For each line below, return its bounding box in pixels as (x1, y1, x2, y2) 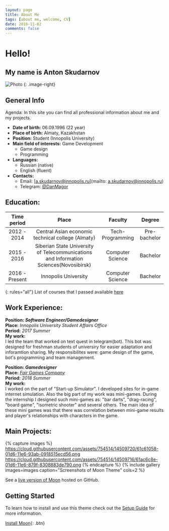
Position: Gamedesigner (5, 364, 57, 370)
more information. (5, 510, 42, 516)
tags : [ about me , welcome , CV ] (5, 17, 71, 22)
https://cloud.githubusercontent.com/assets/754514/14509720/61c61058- (5, 446, 159, 452)
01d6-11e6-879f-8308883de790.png (5, 462, 81, 468)
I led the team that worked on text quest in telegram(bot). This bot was (5, 338, 151, 344)
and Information (45, 255, 83, 262)
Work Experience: (5, 303, 63, 312)
